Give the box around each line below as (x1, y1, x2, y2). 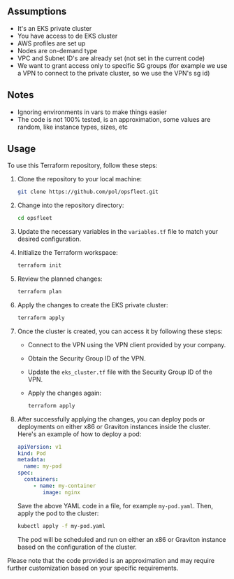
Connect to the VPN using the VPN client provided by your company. (27, 340, 226, 349)
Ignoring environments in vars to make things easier (17, 108, 168, 116)
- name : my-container (33, 482, 96, 489)
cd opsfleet (17, 215, 52, 222)
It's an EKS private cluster (17, 24, 92, 32)
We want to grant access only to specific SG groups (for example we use (17, 61, 228, 69)
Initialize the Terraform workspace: (17, 249, 118, 257)
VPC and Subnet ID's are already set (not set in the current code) (17, 54, 205, 62)
